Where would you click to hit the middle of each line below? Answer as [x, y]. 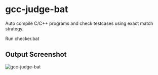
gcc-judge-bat [37, 9]
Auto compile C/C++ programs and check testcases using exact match [79, 23]
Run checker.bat [22, 39]
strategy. [14, 28]
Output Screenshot [36, 54]
